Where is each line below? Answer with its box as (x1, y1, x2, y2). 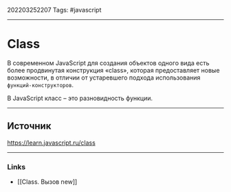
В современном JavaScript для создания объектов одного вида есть (7, 58, 210, 67)
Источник (7, 120, 52, 132)
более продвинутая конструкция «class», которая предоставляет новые (7, 66, 220, 74)
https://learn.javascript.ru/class (7, 139, 96, 147)
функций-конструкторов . (7, 80, 74, 88)
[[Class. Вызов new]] (16, 178, 78, 186)
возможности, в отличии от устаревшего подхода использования (7, 73, 201, 82)
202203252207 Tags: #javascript (7, 6, 102, 14)
